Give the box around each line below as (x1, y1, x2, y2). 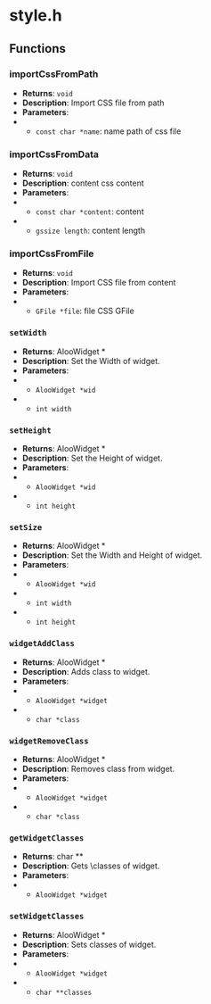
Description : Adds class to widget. (21, 666, 150, 676)
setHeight (9, 425, 52, 436)
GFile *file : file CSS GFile (35, 305, 135, 317)
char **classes (35, 988, 92, 997)
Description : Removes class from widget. (21, 763, 175, 774)
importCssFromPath (9, 68, 99, 80)
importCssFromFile (9, 247, 94, 260)
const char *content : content (35, 206, 144, 217)
